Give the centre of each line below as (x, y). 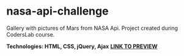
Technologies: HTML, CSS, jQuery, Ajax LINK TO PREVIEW (82, 46)
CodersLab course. (31, 34)
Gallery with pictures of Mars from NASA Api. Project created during (92, 28)
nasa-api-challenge (57, 11)
